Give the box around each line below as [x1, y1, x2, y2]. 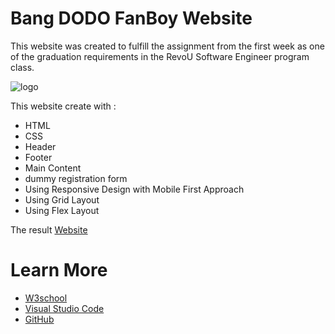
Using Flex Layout [24, 204, 100, 216]
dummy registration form [24, 172, 128, 184]
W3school [24, 292, 68, 304]
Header [24, 140, 57, 152]
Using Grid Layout [24, 193, 100, 206]
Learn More [10, 259, 108, 282]
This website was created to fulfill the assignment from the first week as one [10, 40, 325, 52]
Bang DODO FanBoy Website [10, 7, 253, 30]
